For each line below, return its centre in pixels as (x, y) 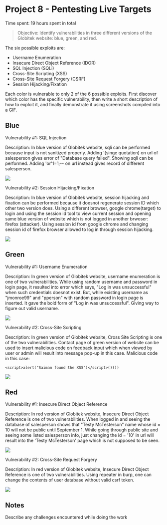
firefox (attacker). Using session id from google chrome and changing (77, 224)
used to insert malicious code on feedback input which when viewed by (79, 348)
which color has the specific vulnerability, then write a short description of (82, 99)
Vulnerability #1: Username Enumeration (46, 267)
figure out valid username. (32, 308)
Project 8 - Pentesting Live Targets (78, 9)
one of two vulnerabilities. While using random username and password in (81, 282)
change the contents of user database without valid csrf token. (70, 480)
